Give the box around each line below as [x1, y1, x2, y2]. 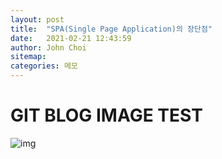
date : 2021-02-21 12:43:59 [10, 33, 132, 43]
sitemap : [10, 52, 47, 62]
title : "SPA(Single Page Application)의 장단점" [10, 24, 213, 34]
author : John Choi [10, 42, 87, 53]
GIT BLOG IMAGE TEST [10, 104, 203, 127]
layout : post [10, 14, 65, 25]
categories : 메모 [10, 61, 78, 71]
